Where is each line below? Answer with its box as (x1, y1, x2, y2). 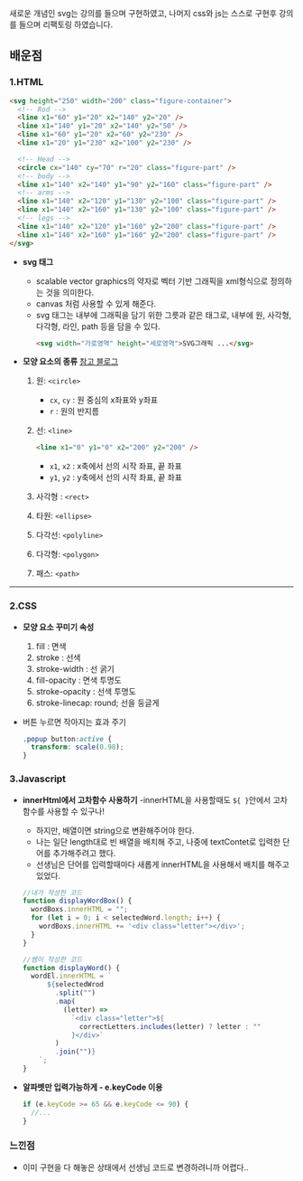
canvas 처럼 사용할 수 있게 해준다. (35, 298, 157, 309)
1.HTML (9, 76, 44, 89)
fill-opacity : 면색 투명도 (35, 675, 122, 685)
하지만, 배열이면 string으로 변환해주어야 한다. (35, 825, 195, 836)
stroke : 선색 (35, 652, 81, 663)
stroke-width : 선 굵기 (35, 663, 115, 674)
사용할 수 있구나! (46, 806, 106, 817)
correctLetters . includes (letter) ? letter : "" (79, 1022, 262, 1031)
